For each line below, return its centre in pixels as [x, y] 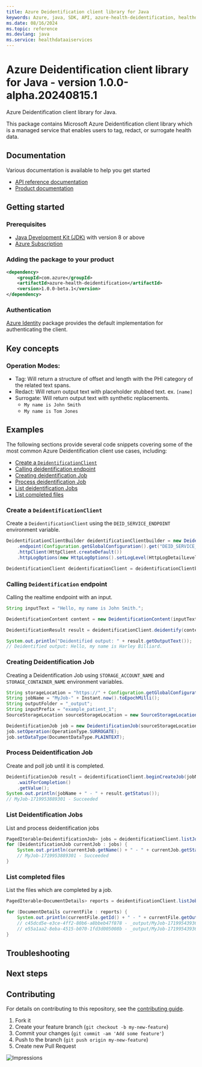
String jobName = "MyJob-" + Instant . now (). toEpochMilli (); [83, 698]
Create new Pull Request [45, 1046]
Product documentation [44, 188]
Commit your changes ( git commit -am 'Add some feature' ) [89, 1033]
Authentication [29, 310]
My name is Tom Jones [51, 412]
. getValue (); [33, 788]
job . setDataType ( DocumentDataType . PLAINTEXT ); [66, 737]
